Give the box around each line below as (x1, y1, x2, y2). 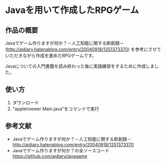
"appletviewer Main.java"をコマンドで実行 (12, 106, 99, 112)
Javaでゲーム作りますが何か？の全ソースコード (12, 148, 110, 154)
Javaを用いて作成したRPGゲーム (5, 4, 139, 16)
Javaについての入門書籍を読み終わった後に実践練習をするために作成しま (5, 63, 155, 69)
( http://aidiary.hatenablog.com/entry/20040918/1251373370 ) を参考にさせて (5, 46, 162, 52)
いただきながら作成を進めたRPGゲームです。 (5, 53, 97, 58)
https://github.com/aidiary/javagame (12, 153, 88, 159)
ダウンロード (12, 99, 39, 105)
